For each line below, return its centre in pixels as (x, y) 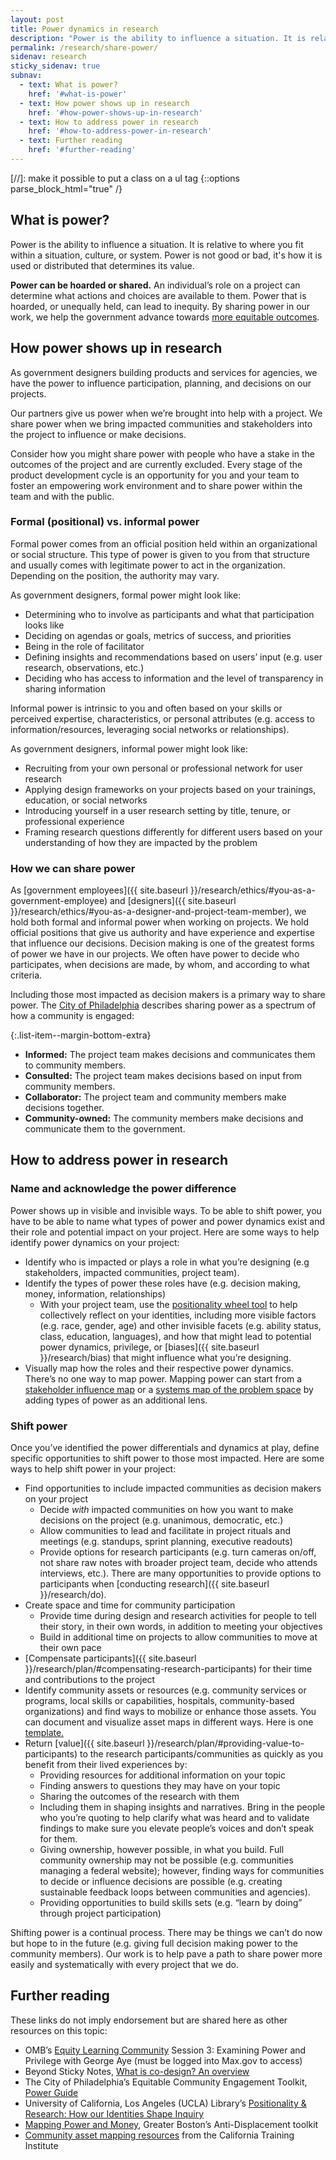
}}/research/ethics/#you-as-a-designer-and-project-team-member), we (158, 912)
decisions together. (64, 1108)
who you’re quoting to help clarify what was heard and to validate (174, 1818)
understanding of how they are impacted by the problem (141, 842)
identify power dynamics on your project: (95, 1242)
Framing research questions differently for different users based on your (173, 832)
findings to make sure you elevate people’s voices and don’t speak (177, 1828)
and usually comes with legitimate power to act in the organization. (148, 565)
